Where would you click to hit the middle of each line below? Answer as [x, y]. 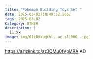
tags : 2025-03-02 [23, 19]
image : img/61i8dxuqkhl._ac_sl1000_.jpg [47, 37]
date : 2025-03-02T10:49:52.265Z [38, 14]
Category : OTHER [22, 23]
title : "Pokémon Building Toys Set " [44, 10]
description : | [21, 28]
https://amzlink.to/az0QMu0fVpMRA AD [46, 51]
